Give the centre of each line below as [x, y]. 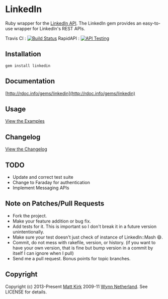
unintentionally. [28, 232]
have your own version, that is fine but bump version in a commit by [83, 248]
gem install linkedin [28, 66]
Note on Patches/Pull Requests [55, 204]
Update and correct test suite [43, 177]
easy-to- [152, 23]
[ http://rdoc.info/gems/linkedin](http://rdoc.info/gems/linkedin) [70, 93]
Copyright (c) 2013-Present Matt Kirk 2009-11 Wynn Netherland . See [76, 286]
